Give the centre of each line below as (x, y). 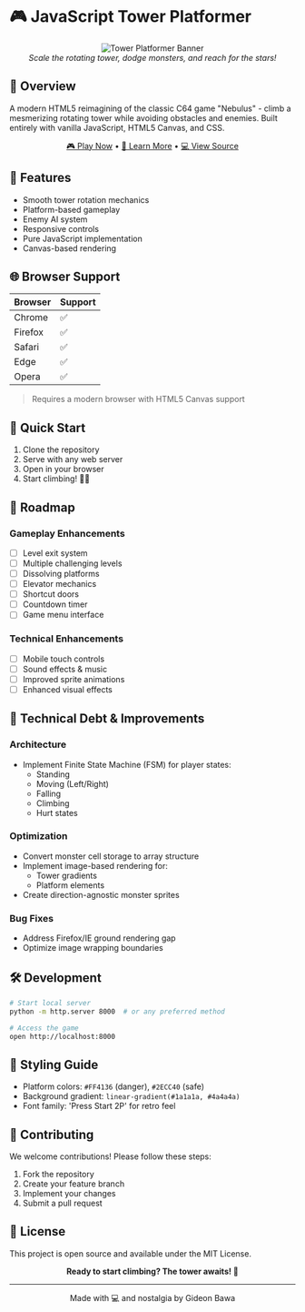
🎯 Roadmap (42, 507)
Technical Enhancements (67, 639)
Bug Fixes (32, 918)
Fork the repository (59, 1175)
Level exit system (55, 553)
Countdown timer (55, 604)
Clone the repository (61, 449)
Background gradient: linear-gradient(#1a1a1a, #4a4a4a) (131, 1096)
